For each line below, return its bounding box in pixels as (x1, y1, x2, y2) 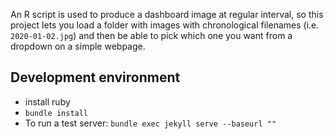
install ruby (24, 95, 71, 108)
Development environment (10, 69, 181, 86)
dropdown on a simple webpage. (10, 40, 146, 52)
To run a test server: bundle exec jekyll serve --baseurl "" (24, 117, 277, 129)
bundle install (24, 108, 89, 118)
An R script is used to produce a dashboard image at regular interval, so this (10, 9, 324, 20)
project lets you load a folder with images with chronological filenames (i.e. (10, 19, 320, 31)
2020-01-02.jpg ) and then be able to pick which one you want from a (10, 30, 293, 41)
